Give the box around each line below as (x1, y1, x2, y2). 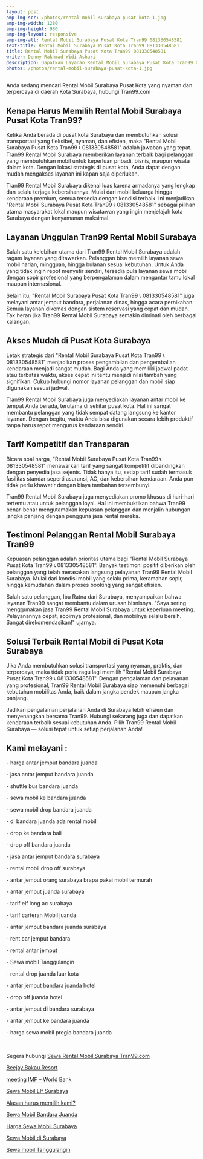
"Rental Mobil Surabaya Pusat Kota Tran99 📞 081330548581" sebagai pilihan (6, 201, 196, 209)
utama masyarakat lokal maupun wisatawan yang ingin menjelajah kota (6, 208, 183, 215)
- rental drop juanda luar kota (6, 970, 79, 977)
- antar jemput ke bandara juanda (6, 1017, 89, 1025)
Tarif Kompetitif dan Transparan (6, 439, 130, 450)
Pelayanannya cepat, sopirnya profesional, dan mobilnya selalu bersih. (6, 612, 182, 620)
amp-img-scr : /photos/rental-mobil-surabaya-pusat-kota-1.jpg (6, 15, 166, 21)
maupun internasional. (6, 280, 62, 287)
